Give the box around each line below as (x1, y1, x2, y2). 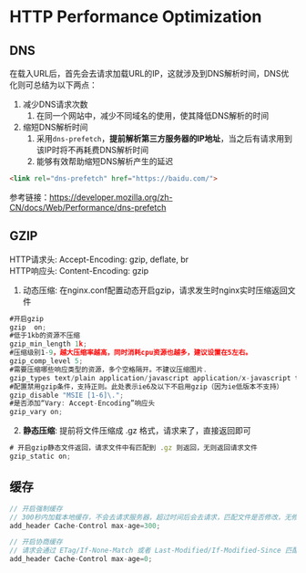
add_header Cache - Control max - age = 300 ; (9, 521, 161, 530)
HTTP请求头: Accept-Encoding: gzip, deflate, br (9, 254, 189, 265)
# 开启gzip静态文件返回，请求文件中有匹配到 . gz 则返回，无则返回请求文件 (9, 443, 258, 453)
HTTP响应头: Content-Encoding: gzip (9, 265, 149, 276)
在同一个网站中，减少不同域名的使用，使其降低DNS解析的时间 (36, 110, 270, 120)
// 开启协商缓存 (9, 537, 63, 547)
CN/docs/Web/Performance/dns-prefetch (9, 202, 167, 213)
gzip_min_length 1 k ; (9, 339, 88, 349)
